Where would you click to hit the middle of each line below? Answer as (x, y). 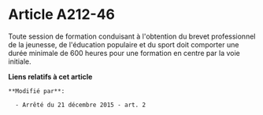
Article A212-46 (62, 15)
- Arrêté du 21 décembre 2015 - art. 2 (81, 105)
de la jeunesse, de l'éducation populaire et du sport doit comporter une (124, 44)
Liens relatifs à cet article (50, 76)
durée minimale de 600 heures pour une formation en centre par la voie (124, 53)
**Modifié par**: (37, 91)
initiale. (20, 61)
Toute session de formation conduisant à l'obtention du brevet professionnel (132, 36)
